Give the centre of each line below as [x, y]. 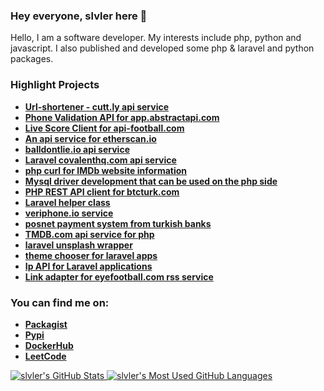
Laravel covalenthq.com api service [100, 160]
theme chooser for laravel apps [91, 255]
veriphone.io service [69, 213]
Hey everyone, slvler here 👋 [79, 16]
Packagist [46, 324]
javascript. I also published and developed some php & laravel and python [162, 48]
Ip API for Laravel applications [88, 266]
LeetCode [45, 356]
